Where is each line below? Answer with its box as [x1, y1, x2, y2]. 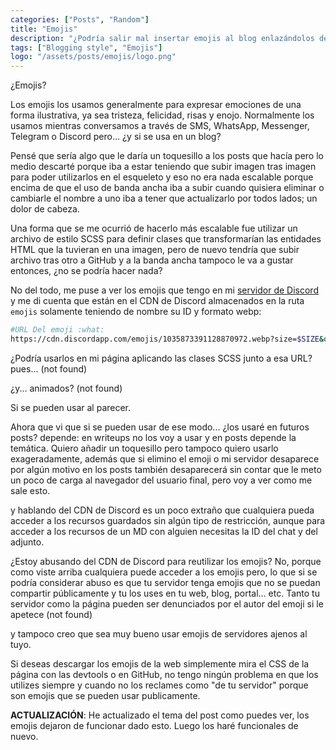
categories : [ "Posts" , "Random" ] [10, 14, 150, 25]
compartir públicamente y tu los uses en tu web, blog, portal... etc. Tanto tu [10, 587, 320, 599]
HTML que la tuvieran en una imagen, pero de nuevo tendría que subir [10, 244, 300, 256]
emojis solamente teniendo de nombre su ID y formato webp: [10, 306, 262, 318]
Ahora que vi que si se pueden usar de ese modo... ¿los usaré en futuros [10, 421, 310, 433]
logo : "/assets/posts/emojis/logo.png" [10, 52, 177, 62]
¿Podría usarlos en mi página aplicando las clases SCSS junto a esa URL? [10, 352, 313, 364]
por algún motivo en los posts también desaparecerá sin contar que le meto [10, 463, 322, 475]
